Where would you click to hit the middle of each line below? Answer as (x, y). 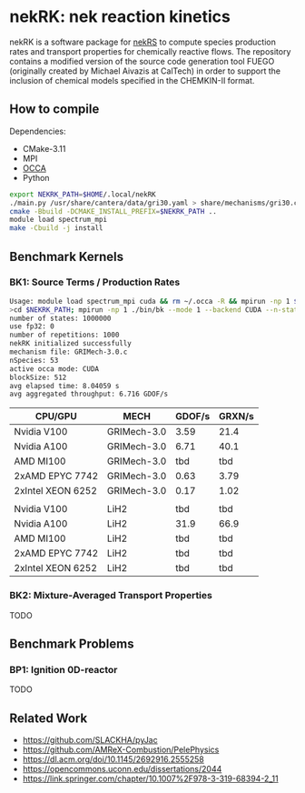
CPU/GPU (56, 417)
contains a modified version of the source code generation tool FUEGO (142, 61)
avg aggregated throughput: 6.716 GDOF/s (89, 394)
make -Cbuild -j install (56, 228)
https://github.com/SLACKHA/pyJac (90, 740)
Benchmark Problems (72, 644)
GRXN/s (236, 417)
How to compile (54, 110)
